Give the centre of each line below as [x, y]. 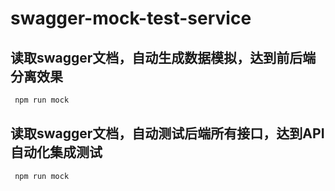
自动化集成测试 [56, 152]
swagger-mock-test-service [131, 18]
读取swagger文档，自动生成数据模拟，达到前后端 [163, 57]
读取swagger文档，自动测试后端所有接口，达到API [167, 133]
